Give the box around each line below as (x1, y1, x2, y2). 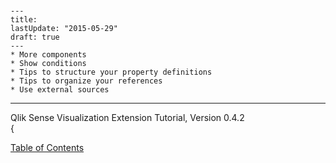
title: (10, 15, 38, 25)
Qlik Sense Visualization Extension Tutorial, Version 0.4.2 (10, 112, 245, 124)
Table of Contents (10, 142, 85, 154)
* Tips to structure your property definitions (10, 67, 213, 78)
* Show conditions (10, 59, 87, 69)
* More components (10, 50, 87, 60)
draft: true (10, 32, 60, 43)
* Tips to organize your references (10, 76, 163, 86)
